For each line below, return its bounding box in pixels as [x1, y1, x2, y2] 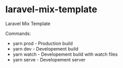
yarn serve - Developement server [12, 56, 86, 62]
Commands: [5, 30, 31, 36]
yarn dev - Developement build [12, 46, 78, 52]
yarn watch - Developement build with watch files [12, 51, 118, 57]
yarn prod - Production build [12, 40, 73, 47]
